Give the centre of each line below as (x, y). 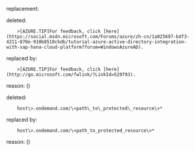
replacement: (23, 9)
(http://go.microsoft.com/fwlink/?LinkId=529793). (71, 75)
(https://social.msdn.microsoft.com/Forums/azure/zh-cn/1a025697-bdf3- (98, 37)
